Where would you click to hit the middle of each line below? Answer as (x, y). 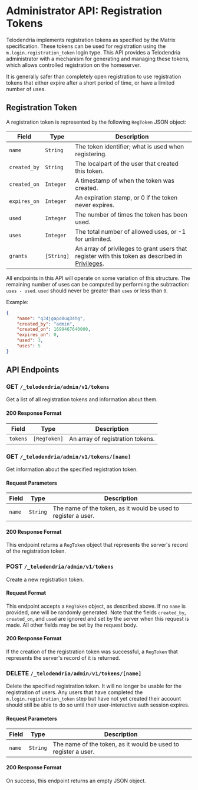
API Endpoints (33, 370)
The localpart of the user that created (127, 163)
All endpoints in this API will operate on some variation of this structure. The (98, 278)
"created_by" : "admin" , (46, 324)
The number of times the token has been (131, 214)
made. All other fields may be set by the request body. (72, 625)
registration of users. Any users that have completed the (75, 692)
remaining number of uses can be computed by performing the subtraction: (98, 284)
